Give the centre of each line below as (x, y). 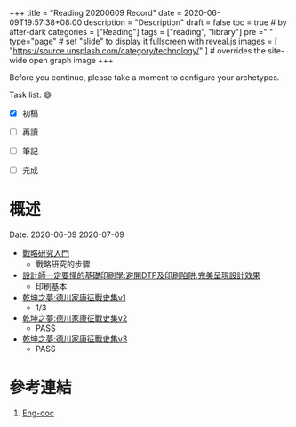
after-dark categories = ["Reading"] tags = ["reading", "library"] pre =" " (141, 32)
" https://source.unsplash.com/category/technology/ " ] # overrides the (138, 51)
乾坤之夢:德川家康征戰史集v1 (74, 298)
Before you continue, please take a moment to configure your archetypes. (144, 78)
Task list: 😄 (31, 94)
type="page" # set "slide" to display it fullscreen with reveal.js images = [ (144, 41)
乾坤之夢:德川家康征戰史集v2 (75, 318)
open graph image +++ (71, 60)
